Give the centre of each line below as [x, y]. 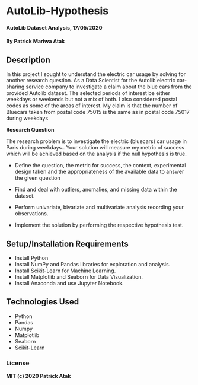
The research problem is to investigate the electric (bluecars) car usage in [97, 141]
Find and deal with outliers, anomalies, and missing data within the [96, 190]
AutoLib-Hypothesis [57, 11]
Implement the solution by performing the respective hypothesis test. [99, 225]
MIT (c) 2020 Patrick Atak [39, 376]
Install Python [31, 258]
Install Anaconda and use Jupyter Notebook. [69, 283]
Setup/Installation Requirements [67, 244]
